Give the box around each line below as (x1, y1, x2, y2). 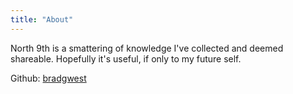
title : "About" (10, 14, 74, 25)
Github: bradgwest (10, 72, 87, 84)
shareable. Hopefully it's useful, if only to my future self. (10, 52, 242, 65)
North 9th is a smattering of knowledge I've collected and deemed (10, 42, 284, 54)
